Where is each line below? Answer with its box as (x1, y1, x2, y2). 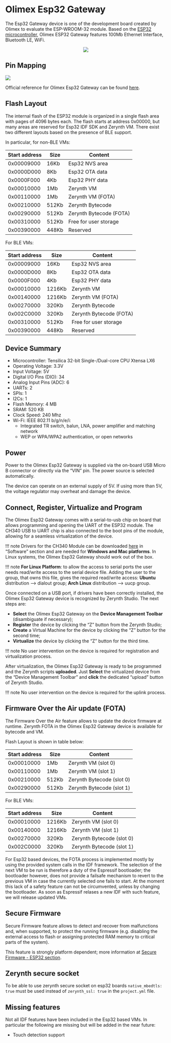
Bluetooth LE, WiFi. (5, 37, 45, 43)
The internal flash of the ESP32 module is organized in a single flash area (5, 113, 159, 119)
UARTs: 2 (12, 385, 33, 391)
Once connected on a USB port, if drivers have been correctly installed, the (5, 590, 164, 596)
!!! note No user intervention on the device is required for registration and (5, 648, 159, 654)
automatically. (5, 473, 35, 479)
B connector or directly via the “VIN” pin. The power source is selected (5, 468, 155, 474)
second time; (12, 633, 41, 638)
